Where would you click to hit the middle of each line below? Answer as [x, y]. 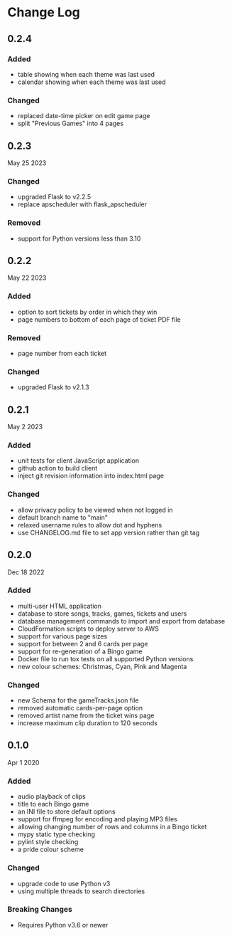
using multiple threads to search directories [81, 891]
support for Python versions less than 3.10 [79, 238]
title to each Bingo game [53, 804]
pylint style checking [48, 842]
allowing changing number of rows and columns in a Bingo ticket [112, 827]
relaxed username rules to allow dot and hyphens [90, 525]
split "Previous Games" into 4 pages [71, 123]
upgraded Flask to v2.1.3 [54, 387]
